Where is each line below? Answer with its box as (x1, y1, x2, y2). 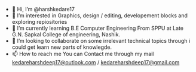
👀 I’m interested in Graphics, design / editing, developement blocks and (11, 12, 188, 19)
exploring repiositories (11, 18, 68, 25)
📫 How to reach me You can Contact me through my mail (11, 51, 154, 57)
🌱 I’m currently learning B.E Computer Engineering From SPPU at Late (11, 24, 184, 32)
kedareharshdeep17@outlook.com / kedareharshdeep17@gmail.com (11, 59, 180, 65)
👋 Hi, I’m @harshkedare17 (11, 6, 75, 12)
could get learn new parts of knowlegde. (11, 43, 112, 51)
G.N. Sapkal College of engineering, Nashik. (11, 31, 121, 38)
